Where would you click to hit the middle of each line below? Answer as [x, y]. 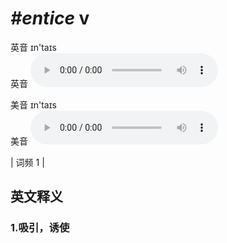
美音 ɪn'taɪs [33, 104]
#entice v [50, 18]
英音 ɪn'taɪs [33, 47]
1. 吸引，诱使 [40, 228]
